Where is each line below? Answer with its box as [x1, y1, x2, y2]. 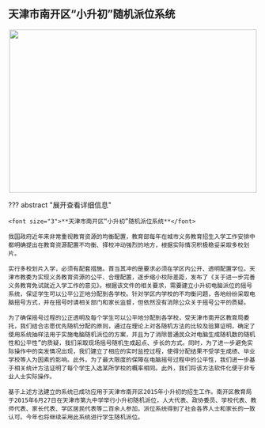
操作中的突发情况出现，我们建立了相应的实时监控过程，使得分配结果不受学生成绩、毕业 [13, 347, 256, 355]
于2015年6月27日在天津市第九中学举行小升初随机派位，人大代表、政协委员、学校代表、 [8, 396, 252, 404]
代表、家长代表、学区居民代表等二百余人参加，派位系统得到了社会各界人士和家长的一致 [13, 404, 256, 413]
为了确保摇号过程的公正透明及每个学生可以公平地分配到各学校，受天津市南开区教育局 [8, 313, 244, 322]
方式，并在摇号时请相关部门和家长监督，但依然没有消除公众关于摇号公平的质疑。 [25, 298, 250, 306]
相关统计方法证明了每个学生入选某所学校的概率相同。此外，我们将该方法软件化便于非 [13, 364, 250, 372]
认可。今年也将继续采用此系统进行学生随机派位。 [8, 413, 144, 421]
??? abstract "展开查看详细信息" [8, 200, 112, 210]
